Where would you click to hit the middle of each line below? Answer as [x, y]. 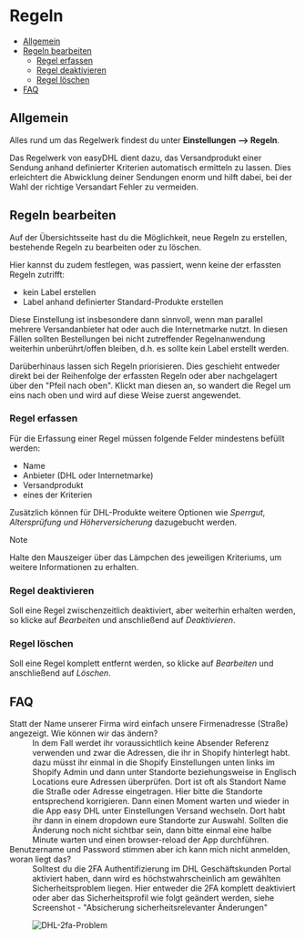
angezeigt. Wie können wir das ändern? [84, 733]
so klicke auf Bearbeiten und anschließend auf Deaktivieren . [122, 620]
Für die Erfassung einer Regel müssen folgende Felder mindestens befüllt [147, 438]
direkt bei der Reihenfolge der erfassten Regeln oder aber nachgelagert [143, 375]
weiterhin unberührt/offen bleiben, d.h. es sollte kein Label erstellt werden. [149, 348]
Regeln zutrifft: [37, 274]
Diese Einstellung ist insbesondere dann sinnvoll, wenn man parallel [137, 319]
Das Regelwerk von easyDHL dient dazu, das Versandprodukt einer [136, 158]
